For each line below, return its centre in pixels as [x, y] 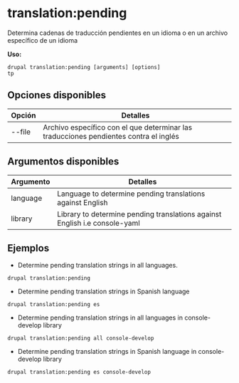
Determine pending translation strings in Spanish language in [107, 352]
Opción [23, 115]
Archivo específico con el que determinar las [117, 127]
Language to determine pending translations [131, 194]
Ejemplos [28, 248]
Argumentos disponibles [63, 162]
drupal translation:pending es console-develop [79, 372]
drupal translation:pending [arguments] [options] [84, 67]
